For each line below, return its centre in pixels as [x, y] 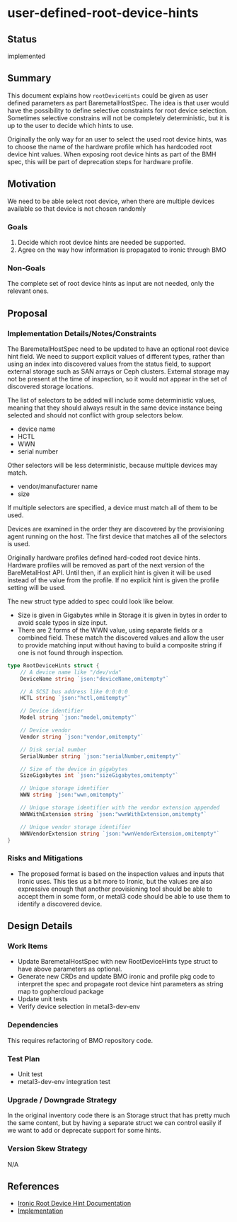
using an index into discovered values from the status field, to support [109, 364]
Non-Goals [27, 268]
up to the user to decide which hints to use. [70, 125]
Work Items [28, 946]
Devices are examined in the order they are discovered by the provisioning [116, 529]
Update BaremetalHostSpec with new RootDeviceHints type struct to [117, 962]
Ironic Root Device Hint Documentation [74, 1204]
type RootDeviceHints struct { [53, 665]
